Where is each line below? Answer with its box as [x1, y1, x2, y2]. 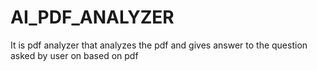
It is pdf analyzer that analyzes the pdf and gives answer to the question [10, 39, 308, 51]
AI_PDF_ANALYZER [10, 6, 175, 29]
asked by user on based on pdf [10, 49, 139, 61]
